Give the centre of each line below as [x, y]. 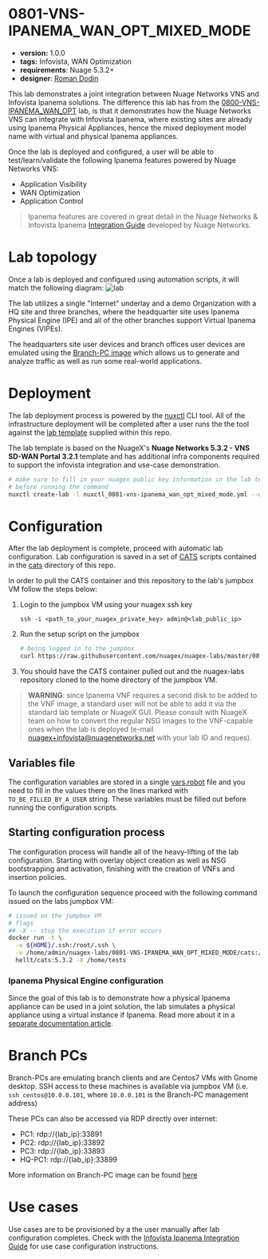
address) [23, 1103]
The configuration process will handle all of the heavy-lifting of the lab [124, 851]
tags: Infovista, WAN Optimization [75, 61]
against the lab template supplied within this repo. [90, 432]
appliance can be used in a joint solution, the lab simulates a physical [122, 1007]
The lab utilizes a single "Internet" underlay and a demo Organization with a [132, 303]
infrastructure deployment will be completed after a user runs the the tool [129, 424]
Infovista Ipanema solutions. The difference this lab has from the [114, 102]
